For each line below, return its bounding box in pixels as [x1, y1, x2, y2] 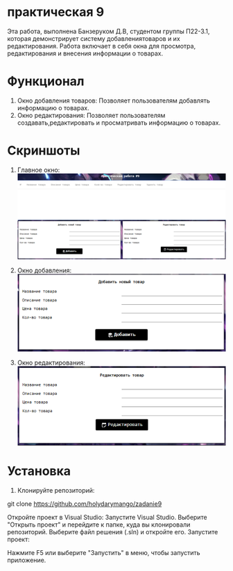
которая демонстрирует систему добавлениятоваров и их [7, 34, 180, 42]
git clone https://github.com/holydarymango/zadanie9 [7, 500, 162, 508]
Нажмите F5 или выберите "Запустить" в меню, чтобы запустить [7, 548, 200, 556]
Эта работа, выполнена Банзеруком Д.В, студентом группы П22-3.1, [7, 27, 210, 35]
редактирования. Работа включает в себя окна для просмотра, [7, 42, 196, 50]
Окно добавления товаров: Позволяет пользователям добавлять [17, 96, 210, 105]
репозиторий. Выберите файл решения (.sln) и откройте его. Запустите [7, 527, 218, 536]
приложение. [7, 556, 46, 564]
